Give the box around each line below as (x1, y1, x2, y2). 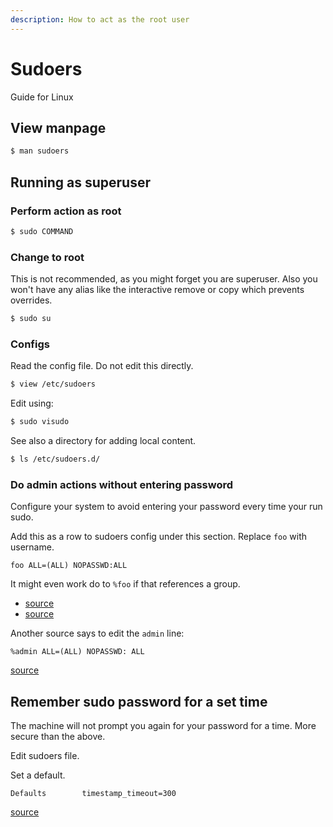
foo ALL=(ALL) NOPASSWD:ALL (10, 561, 128, 571)
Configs (10, 337, 50, 351)
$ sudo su (10, 314, 52, 324)
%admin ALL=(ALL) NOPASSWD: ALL (10, 647, 145, 657)
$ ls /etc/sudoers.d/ (10, 454, 101, 465)
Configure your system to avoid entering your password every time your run (10, 501, 323, 513)
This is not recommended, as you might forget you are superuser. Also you (10, 273, 318, 285)
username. (10, 541, 55, 553)
